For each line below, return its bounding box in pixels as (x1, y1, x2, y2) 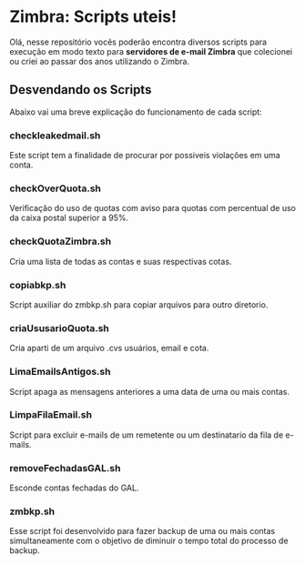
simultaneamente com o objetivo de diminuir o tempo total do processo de (9, 535, 289, 547)
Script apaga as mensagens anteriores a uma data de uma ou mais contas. (9, 386, 290, 397)
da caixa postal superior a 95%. (9, 212, 129, 224)
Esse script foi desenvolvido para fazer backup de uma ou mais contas (9, 526, 276, 537)
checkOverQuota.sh (9, 182, 102, 195)
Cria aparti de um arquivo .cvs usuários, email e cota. (9, 343, 209, 354)
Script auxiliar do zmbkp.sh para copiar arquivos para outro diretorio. (9, 298, 269, 310)
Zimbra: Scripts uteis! (9, 6, 178, 27)
